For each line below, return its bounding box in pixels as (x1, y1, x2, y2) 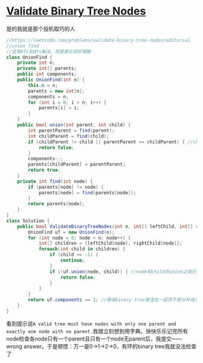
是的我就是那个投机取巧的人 (6, 25, 76, 32)
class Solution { (6, 217, 50, 224)
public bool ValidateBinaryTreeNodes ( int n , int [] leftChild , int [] (17, 223, 193, 229)
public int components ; (17, 71, 77, 77)
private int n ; (17, 59, 56, 66)
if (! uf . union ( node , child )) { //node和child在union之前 (49, 268, 192, 274)
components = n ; (28, 93, 69, 100)
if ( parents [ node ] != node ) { (28, 184, 104, 190)
